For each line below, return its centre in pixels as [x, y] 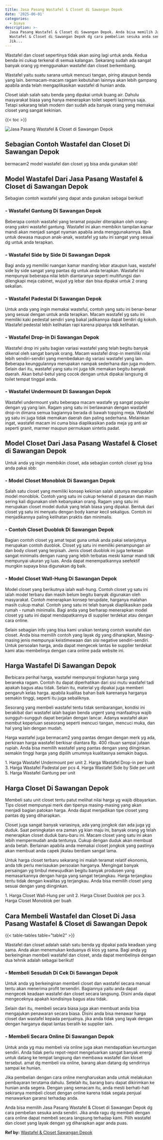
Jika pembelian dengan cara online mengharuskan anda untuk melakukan [79, 1077]
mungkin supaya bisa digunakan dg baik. [46, 566]
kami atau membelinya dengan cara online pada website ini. [65, 650]
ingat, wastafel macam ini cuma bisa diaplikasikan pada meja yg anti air [76, 423]
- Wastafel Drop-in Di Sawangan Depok [52, 337]
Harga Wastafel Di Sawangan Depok [61, 666]
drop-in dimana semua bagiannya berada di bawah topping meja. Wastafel [80, 412]
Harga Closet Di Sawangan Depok [57, 788]
